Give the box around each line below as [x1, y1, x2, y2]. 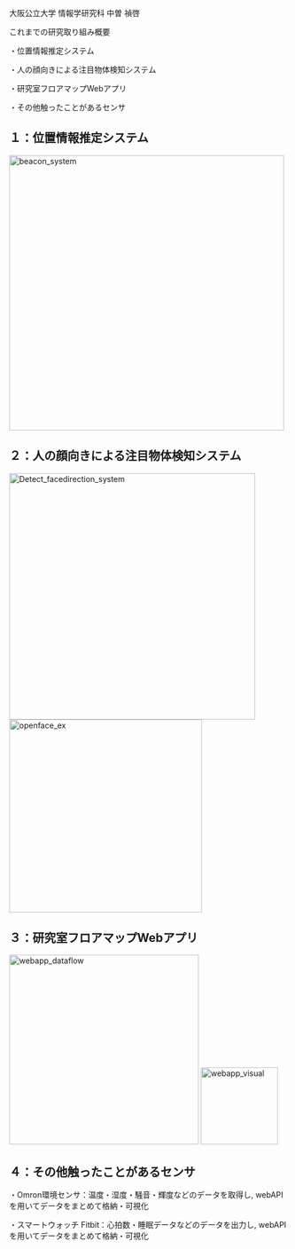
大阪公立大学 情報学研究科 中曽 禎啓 [9, 8, 140, 18]
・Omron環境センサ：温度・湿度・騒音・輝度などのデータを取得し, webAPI [9, 1190, 283, 1200]
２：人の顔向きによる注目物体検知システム [9, 448, 242, 463]
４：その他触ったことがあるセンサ [9, 1164, 196, 1179]
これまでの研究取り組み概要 [9, 27, 111, 37]
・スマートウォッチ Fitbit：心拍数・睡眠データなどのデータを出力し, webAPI [9, 1220, 287, 1230]
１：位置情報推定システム [9, 130, 149, 146]
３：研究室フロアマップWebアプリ [9, 930, 198, 945]
